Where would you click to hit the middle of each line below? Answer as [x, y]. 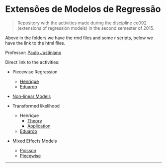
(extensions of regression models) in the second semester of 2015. [86, 28]
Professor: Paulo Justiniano [33, 53]
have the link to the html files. [35, 43]
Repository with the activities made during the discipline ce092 [82, 23]
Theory [35, 120]
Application [39, 126]
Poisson [28, 150]
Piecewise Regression [35, 72]
